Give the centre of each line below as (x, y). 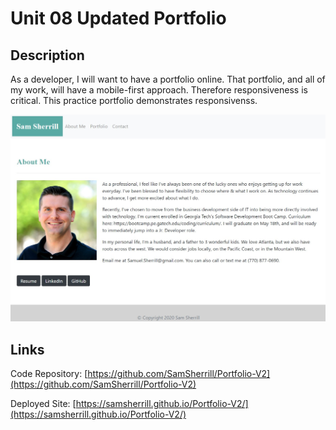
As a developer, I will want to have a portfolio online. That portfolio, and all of (168, 79)
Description (47, 55)
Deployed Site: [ (43, 404)
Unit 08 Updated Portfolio (118, 18)
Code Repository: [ (49, 374)
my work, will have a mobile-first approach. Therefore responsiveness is (159, 90)
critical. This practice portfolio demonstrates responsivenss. (134, 100)
